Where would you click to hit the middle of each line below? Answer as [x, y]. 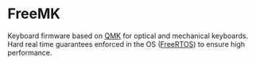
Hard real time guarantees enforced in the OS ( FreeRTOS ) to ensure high [126, 44]
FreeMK [34, 14]
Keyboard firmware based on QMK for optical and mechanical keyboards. [128, 36]
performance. [30, 52]
